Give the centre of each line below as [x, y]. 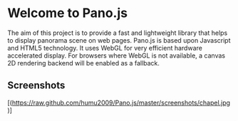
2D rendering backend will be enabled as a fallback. [84, 63]
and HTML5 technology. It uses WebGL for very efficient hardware [105, 48]
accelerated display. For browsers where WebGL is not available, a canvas [117, 56]
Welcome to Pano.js [68, 13]
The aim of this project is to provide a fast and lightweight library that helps [118, 33]
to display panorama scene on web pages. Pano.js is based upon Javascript [119, 40]
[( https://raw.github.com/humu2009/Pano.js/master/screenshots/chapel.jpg [119, 102]
